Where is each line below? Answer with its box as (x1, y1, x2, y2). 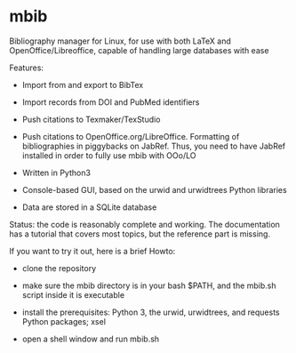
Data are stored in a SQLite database (21, 202, 157, 213)
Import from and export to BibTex (21, 79, 144, 90)
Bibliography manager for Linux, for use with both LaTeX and (9, 36, 231, 46)
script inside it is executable (21, 289, 125, 300)
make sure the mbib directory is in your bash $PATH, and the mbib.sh (21, 280, 277, 291)
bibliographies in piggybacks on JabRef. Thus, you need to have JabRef (21, 140, 286, 151)
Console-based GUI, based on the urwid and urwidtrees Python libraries (21, 184, 287, 195)
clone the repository (21, 262, 97, 273)
